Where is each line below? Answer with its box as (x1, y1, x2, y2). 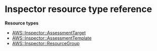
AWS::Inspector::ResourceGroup (12, 40, 80, 46)
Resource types (5, 20, 39, 26)
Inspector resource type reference (5, 3, 152, 15)
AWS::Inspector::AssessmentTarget (12, 29, 86, 35)
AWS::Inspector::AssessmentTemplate (12, 35, 92, 41)
